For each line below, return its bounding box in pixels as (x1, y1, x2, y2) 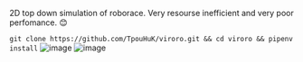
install (9, 44, 39, 53)
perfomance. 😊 (9, 17, 68, 28)
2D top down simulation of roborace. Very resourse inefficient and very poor (9, 8, 294, 18)
